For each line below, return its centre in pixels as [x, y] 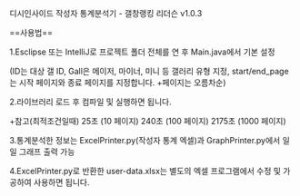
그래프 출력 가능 [47, 152]
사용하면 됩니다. [61, 182]
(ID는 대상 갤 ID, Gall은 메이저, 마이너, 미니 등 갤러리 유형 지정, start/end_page [149, 71]
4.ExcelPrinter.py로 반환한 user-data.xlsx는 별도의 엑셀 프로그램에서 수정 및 [145, 171]
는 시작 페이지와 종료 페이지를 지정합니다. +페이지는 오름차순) [118, 83]
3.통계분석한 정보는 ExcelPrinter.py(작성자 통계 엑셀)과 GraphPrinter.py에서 [145, 140]
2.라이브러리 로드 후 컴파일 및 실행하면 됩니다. [90, 102]
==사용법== [31, 33]
